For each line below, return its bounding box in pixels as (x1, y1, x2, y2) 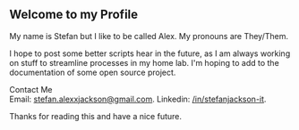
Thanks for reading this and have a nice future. (9, 110, 182, 121)
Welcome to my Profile (9, 7, 139, 22)
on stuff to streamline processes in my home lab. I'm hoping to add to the (9, 57, 279, 68)
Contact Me (9, 84, 53, 94)
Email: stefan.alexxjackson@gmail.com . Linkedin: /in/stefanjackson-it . (9, 93, 267, 104)
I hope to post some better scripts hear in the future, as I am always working (9, 48, 291, 59)
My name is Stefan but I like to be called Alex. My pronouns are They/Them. (9, 30, 289, 41)
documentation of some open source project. (9, 67, 176, 77)
